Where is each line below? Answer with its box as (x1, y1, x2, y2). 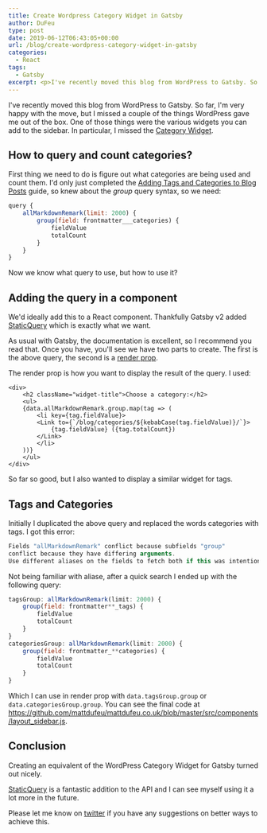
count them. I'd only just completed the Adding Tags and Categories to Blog (8, 178, 257, 188)
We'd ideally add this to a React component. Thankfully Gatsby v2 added (8, 312, 247, 322)
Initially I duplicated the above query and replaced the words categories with (8, 518, 259, 527)
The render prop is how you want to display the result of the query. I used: (8, 368, 252, 378)
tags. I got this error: (8, 527, 75, 536)
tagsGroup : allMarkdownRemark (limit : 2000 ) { (8, 595, 161, 603)
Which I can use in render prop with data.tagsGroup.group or (8, 691, 207, 701)
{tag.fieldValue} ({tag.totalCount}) (50, 426, 176, 434)
